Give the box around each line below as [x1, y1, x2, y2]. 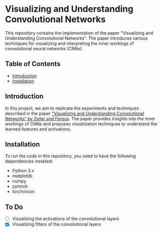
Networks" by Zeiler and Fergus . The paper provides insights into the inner [5, 116, 155, 121]
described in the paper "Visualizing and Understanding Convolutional [5, 110, 144, 116]
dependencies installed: [5, 158, 53, 164]
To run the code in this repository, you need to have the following [5, 153, 136, 159]
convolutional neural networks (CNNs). [5, 46, 83, 51]
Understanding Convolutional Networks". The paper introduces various [5, 35, 148, 41]
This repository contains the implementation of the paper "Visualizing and [5, 30, 154, 36]
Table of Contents [5, 60, 61, 68]
